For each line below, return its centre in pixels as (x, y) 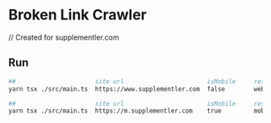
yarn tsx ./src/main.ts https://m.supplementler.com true (115, 111)
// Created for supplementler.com (64, 37)
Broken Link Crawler (77, 15)
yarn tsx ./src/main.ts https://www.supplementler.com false (117, 89)
